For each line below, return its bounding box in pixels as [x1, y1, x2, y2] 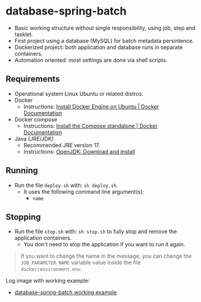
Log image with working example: [5, 277, 90, 284]
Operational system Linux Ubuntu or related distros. [14, 90, 143, 97]
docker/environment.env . [20, 265, 82, 273]
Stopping [5, 212, 41, 222]
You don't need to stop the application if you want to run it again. [23, 241, 185, 248]
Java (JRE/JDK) [14, 135, 54, 142]
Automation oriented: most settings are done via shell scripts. [14, 56, 168, 64]
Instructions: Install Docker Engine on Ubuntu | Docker [23, 103, 159, 110]
